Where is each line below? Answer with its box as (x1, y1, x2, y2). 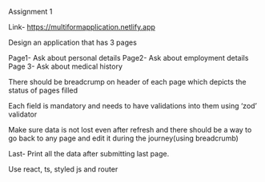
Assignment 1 (8, 7, 53, 16)
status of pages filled (8, 85, 78, 95)
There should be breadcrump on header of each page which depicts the (8, 77, 247, 86)
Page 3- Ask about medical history (8, 61, 122, 71)
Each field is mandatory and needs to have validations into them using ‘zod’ (8, 101, 258, 110)
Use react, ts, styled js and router (8, 164, 118, 174)
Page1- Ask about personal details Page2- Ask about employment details (8, 53, 249, 62)
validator (8, 109, 38, 119)
